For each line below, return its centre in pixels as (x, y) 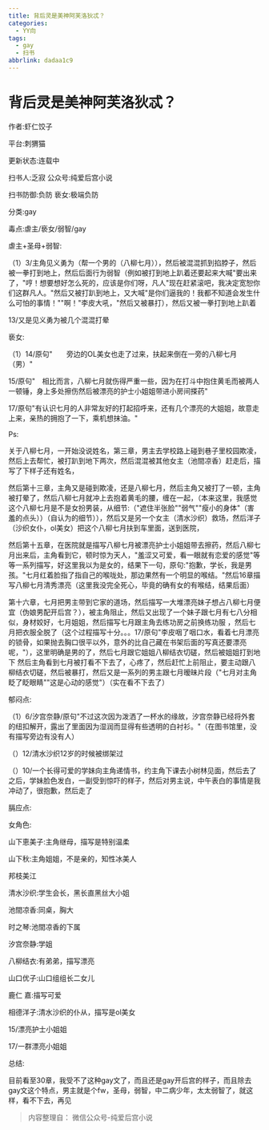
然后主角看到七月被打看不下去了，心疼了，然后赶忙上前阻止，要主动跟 (133, 662)
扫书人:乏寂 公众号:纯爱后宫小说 (61, 177)
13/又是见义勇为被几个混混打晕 (59, 320)
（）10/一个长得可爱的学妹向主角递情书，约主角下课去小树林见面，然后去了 (132, 770)
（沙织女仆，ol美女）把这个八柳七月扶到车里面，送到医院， (106, 528)
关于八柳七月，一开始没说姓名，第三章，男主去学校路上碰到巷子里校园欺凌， (134, 451)
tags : (17, 38)
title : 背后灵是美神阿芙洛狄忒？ (57, 16)
